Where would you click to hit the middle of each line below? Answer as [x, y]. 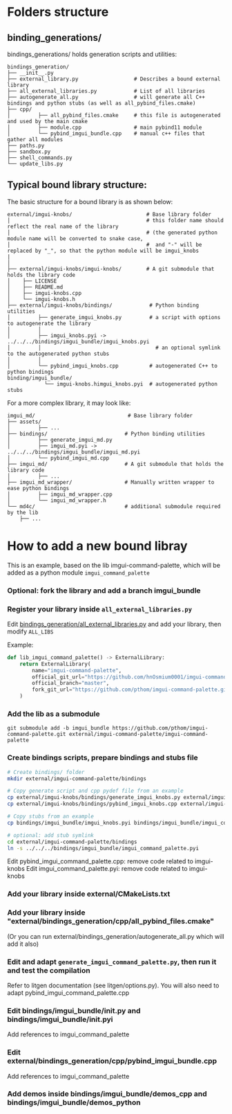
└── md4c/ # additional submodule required [114, 506]
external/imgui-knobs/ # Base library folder [109, 214]
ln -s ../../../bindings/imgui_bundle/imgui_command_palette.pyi [103, 848]
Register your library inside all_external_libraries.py [99, 609]
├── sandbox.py [29, 152]
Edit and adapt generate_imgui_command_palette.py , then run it [112, 962]
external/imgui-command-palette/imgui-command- [138, 735]
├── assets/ [24, 422]
